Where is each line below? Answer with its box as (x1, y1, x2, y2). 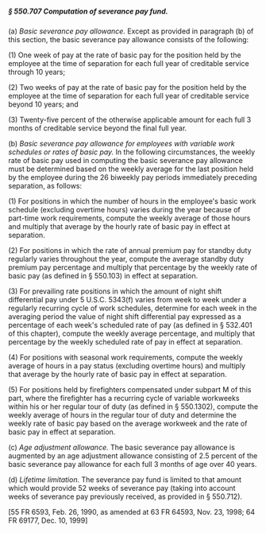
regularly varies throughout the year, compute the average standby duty (8, 254, 245, 263)
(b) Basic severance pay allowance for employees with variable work (8, 138, 236, 148)
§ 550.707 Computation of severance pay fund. (8, 6, 168, 16)
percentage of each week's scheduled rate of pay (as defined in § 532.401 (8, 320, 253, 329)
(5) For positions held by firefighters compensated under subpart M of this (8, 384, 252, 394)
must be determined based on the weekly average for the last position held (8, 164, 254, 173)
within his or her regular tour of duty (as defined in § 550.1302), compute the (8, 402, 259, 411)
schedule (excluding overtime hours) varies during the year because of (8, 204, 241, 214)
